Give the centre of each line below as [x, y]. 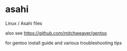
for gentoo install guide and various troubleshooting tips [64, 43]
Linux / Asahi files [24, 23]
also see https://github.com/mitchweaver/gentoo [56, 33]
